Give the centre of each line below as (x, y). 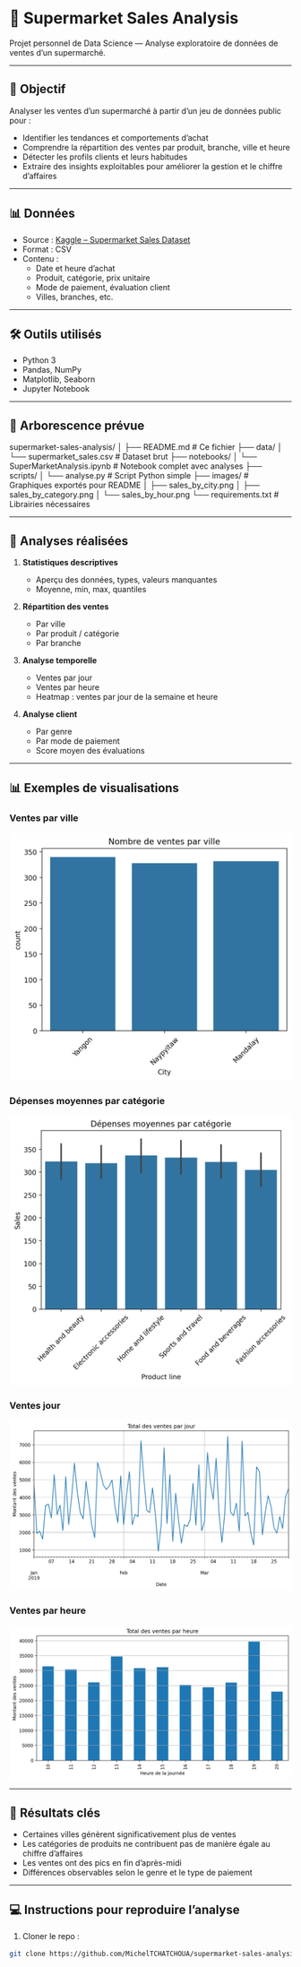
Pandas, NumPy (52, 370)
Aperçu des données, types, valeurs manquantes (126, 580)
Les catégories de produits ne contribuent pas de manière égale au (146, 1844)
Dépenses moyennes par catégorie (87, 1100)
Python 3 (39, 360)
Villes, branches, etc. (74, 297)
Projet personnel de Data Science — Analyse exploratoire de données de (144, 43)
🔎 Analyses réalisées (69, 541)
